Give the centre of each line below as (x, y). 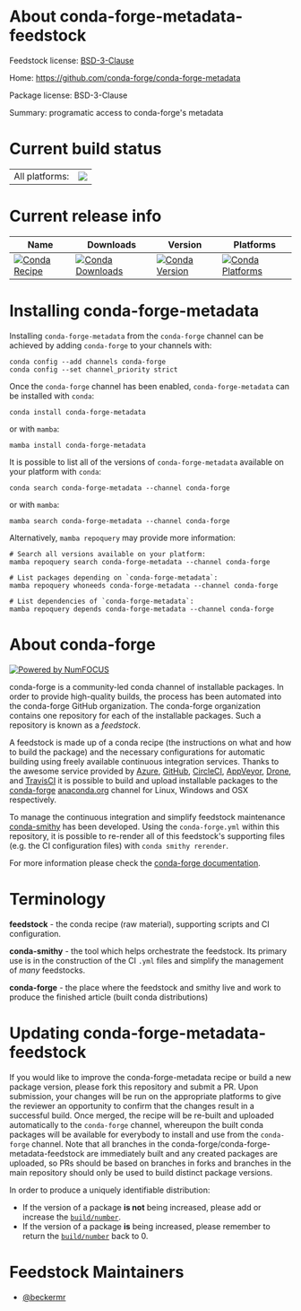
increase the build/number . (72, 1217)
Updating (45, 1033)
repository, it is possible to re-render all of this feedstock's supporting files (147, 835)
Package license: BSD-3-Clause (69, 95)
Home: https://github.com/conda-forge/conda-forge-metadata (125, 77)
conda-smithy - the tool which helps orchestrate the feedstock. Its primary (148, 951)
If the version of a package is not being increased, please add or (142, 1207)
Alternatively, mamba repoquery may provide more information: (122, 538)
